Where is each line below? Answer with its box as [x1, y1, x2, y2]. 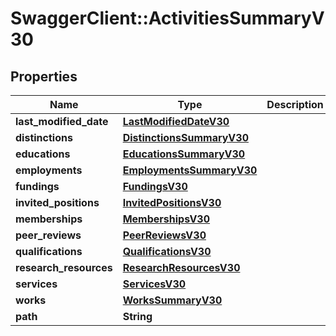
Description [266, 98, 324, 111]
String [122, 310, 153, 323]
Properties [10, 68, 78, 85]
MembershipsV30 [122, 212, 211, 226]
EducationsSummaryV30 [122, 147, 246, 161]
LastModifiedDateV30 [122, 115, 230, 128]
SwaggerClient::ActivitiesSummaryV [10, 7, 325, 30]
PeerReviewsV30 [122, 228, 207, 242]
